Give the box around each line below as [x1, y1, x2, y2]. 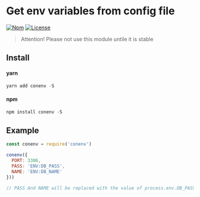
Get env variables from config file [6, 4, 175, 18]
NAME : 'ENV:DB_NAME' [11, 168, 62, 174]
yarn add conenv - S [6, 82, 55, 89]
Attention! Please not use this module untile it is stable [20, 35, 154, 42]
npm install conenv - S [6, 109, 62, 115]
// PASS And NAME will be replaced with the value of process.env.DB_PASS [6, 185, 196, 191]
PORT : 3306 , [11, 158, 42, 164]
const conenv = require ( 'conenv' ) [6, 141, 92, 147]
